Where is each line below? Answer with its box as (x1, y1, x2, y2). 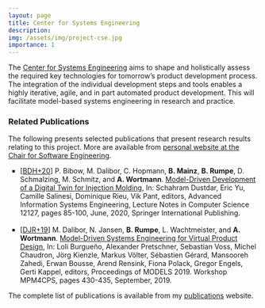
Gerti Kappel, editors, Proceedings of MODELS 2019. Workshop (19, 267, 228, 277)
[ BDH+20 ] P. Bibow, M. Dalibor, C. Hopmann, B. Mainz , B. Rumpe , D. (19, 166, 244, 176)
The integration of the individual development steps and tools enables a (8, 80, 243, 89)
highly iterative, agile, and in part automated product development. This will (8, 88, 255, 97)
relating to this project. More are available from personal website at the (8, 143, 240, 152)
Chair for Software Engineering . (8, 151, 112, 161)
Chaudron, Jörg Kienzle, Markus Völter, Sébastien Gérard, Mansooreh (19, 250, 248, 260)
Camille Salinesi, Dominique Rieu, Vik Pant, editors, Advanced (19, 192, 222, 201)
